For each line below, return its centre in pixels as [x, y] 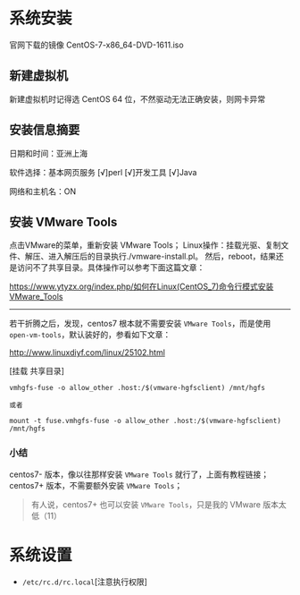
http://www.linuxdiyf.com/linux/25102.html [87, 353]
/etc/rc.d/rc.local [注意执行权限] [84, 582]
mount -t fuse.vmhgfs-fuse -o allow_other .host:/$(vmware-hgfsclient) [145, 421]
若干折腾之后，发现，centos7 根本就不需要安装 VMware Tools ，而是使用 [140, 324]
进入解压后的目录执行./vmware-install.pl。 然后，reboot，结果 [162, 257]
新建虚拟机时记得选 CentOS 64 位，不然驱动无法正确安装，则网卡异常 [137, 98]
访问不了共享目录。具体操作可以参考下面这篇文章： [111, 268]
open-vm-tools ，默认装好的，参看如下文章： [90, 335]
